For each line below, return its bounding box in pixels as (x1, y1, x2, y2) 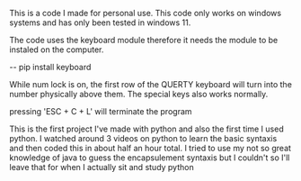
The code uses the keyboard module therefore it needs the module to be (9, 35, 279, 45)
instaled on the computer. (9, 44, 104, 55)
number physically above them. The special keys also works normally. (9, 89, 269, 99)
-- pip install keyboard (9, 62, 92, 72)
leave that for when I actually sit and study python (9, 162, 195, 172)
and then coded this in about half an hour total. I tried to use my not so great (9, 143, 292, 153)
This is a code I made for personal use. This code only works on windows (9, 8, 281, 18)
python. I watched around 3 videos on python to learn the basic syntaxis (9, 133, 278, 143)
